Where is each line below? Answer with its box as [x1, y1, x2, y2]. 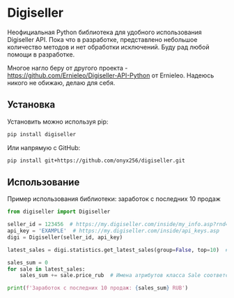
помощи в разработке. [7, 50, 75, 59]
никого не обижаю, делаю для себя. [7, 78, 116, 87]
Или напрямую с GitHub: [7, 143, 81, 151]
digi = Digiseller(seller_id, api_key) [7, 234, 123, 241]
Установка [7, 99, 56, 111]
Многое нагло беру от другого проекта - [7, 64, 128, 72]
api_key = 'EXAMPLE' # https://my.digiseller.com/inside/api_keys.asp [7, 228, 219, 234]
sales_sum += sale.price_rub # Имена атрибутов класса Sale [19, 272, 201, 279]
